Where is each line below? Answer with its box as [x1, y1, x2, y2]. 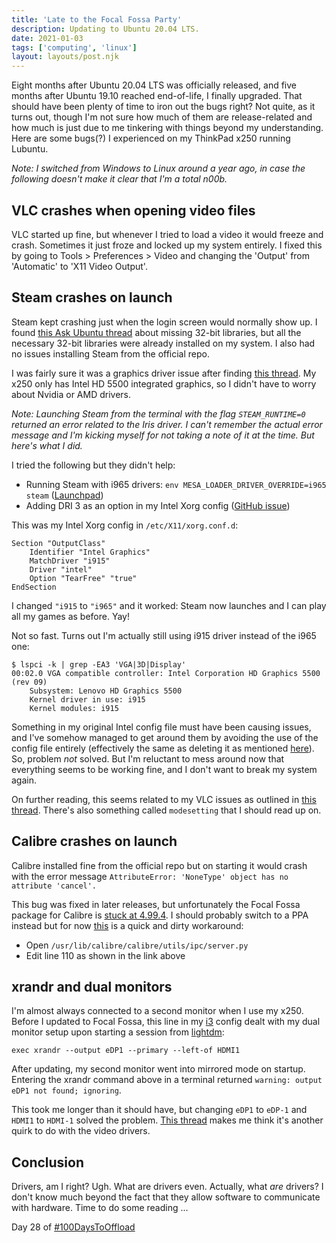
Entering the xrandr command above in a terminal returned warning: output [11, 1074, 323, 1086]
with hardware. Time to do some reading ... [11, 1202, 189, 1214]
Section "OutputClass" [11, 538, 106, 548]
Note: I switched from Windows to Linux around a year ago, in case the [11, 162, 306, 175]
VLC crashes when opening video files [11, 202, 256, 219]
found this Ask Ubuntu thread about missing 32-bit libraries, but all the [11, 326, 302, 338]
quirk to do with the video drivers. [11, 1125, 151, 1137]
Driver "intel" [29, 564, 93, 575]
